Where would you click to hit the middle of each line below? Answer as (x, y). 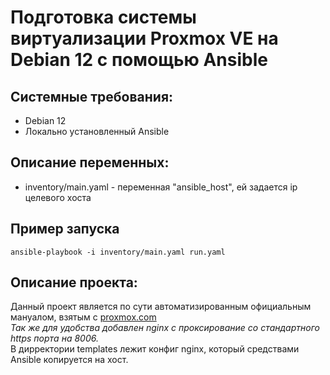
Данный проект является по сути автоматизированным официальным (161, 307)
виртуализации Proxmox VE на (144, 38)
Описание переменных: (90, 162)
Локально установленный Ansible (97, 131)
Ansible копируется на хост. (69, 360)
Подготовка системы (103, 17)
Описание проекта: (74, 282)
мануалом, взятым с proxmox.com (83, 317)
